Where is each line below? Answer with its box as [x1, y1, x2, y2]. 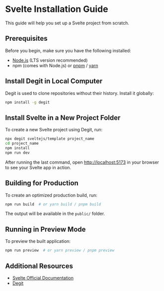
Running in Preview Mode [5, 225, 86, 233]
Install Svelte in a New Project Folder [5, 113, 121, 122]
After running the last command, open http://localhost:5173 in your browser [5, 159, 159, 165]
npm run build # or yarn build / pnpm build [5, 201, 101, 207]
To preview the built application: [5, 238, 71, 244]
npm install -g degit [5, 99, 50, 105]
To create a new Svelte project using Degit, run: [5, 127, 103, 133]
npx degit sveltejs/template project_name [5, 136, 94, 141]
